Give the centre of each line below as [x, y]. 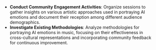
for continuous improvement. [39, 43]
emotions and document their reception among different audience [76, 17]
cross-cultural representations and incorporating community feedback [80, 37]
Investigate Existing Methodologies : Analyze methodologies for [75, 27]
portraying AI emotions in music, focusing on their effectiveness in [76, 32]
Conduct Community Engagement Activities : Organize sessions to [78, 7]
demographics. [25, 22]
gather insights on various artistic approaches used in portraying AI [77, 12]
